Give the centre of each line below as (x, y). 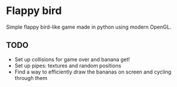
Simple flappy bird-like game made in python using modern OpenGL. (89, 27)
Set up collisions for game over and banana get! (72, 59)
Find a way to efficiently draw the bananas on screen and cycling (93, 72)
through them (31, 78)
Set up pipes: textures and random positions (68, 65)
